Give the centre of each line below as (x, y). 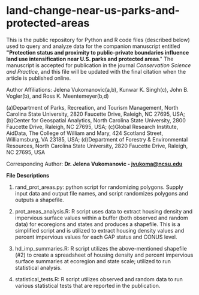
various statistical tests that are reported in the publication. (88, 285)
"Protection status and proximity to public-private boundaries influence (98, 52)
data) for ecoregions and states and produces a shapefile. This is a (98, 224)
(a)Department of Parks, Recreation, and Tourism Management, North (92, 107)
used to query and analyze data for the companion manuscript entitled (93, 46)
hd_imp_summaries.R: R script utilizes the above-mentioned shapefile (101, 248)
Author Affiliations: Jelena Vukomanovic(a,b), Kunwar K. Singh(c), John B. (97, 89)
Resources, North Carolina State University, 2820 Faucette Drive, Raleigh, (97, 146)
